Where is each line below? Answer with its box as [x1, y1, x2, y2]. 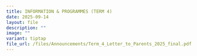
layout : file [6, 19, 38, 25]
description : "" [6, 24, 46, 31]
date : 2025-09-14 [6, 14, 49, 20]
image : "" [6, 30, 31, 36]
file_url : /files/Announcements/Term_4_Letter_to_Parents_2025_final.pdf [6, 41, 192, 47]
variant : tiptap [6, 36, 46, 41]
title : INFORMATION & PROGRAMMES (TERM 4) [6, 8, 112, 15]
